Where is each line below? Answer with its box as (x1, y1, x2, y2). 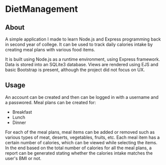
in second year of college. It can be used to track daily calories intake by (5, 41, 153, 47)
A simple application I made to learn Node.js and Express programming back (5, 36, 161, 42)
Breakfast (12, 109, 32, 115)
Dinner (12, 120, 26, 125)
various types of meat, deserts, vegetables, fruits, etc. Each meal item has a (5, 134, 160, 140)
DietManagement (5, 3, 78, 15)
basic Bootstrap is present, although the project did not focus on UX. (5, 67, 145, 73)
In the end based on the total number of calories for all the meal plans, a (5, 145, 152, 151)
